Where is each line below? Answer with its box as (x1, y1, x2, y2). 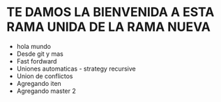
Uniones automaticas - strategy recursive (16, 64, 137, 73)
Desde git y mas (16, 50, 63, 58)
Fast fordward (16, 57, 57, 65)
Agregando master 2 (16, 87, 76, 95)
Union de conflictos (16, 71, 74, 80)
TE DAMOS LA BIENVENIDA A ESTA (6, 4, 215, 20)
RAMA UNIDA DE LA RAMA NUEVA (6, 19, 211, 35)
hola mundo (16, 42, 52, 50)
